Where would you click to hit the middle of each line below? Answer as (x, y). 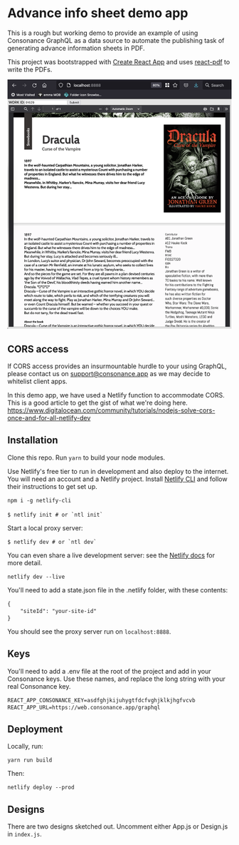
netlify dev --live (36, 577)
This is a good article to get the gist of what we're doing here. (98, 403)
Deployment (35, 729)
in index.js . (25, 834)
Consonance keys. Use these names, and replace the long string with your (117, 679)
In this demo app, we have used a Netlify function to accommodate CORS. (116, 395)
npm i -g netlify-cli (39, 500)
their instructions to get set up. (52, 486)
